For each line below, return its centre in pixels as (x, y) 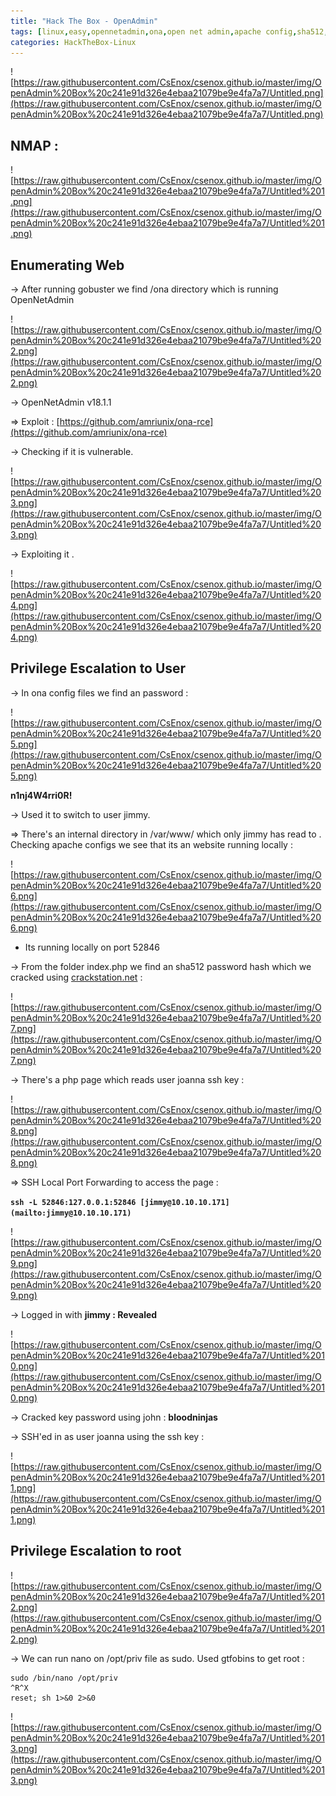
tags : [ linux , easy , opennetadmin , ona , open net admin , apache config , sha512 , (169, 31)
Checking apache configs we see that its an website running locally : (151, 844)
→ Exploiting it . (42, 554)
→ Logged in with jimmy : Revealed (84, 1314)
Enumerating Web (67, 265)
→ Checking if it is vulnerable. (72, 451)
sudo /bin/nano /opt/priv (64, 1678)
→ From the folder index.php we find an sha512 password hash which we (161, 966)
